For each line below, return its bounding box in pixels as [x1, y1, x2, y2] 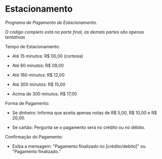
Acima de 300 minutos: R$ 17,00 [12, 91, 77, 97]
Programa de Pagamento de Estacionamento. [5, 20, 98, 25]
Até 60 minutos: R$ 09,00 [12, 62, 64, 68]
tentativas [5, 34, 25, 40]
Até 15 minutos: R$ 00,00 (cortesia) [12, 53, 83, 59]
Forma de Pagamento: [5, 100, 50, 106]
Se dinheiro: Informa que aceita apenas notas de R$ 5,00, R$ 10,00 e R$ [12, 110, 157, 116]
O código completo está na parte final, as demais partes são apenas [5, 29, 144, 35]
